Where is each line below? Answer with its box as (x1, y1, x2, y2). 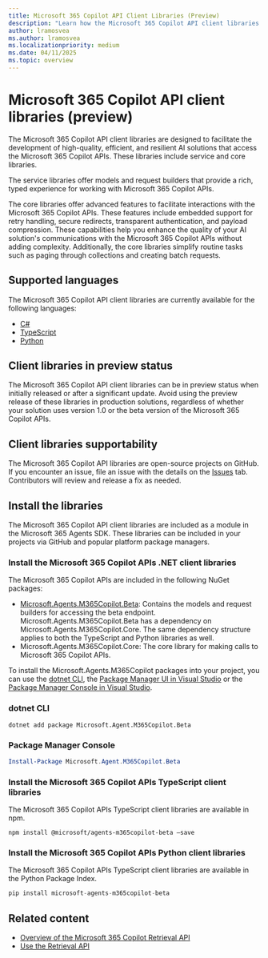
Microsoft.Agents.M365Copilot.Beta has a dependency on (19, 616, 212, 626)
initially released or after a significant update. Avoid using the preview (8, 389, 238, 399)
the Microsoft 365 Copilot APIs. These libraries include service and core (8, 151, 246, 161)
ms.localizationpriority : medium (8, 42, 120, 50)
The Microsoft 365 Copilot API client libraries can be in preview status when (8, 380, 258, 390)
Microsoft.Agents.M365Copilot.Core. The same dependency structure (19, 625, 251, 635)
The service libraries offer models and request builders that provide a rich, (8, 175, 254, 185)
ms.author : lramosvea (8, 34, 81, 42)
